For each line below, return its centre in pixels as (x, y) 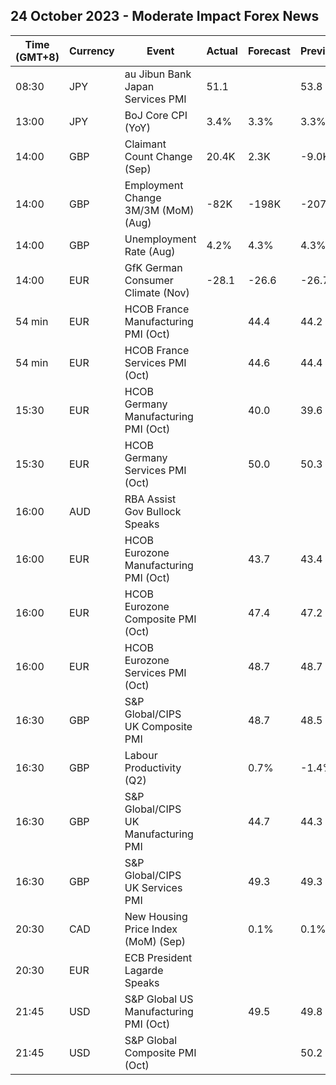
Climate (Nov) (157, 292)
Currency (91, 51)
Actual (222, 51)
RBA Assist (150, 499)
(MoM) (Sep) (155, 941)
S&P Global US (159, 999)
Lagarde (144, 970)
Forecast (269, 51)
